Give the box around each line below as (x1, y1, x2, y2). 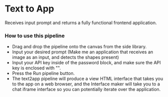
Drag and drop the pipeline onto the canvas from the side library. (12, 44, 147, 50)
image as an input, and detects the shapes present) (12, 54, 119, 60)
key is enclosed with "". (12, 65, 61, 71)
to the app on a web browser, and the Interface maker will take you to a (12, 81, 160, 87)
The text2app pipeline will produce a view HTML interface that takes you (12, 76, 163, 82)
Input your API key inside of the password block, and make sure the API (12, 60, 161, 66)
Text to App (5, 3, 54, 15)
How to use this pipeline (5, 32, 65, 39)
